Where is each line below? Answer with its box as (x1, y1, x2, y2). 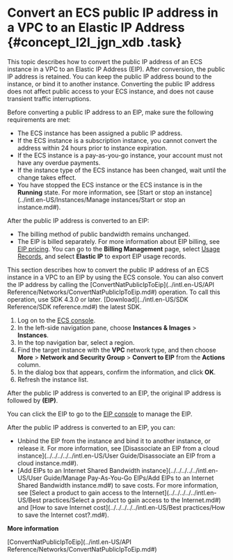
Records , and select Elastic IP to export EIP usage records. (17, 252, 186, 260)
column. (17, 360, 41, 368)
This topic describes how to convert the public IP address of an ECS (7, 57, 203, 65)
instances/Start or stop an (111, 195, 186, 203)
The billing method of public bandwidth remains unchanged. (17, 230, 191, 238)
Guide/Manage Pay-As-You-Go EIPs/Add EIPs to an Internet (43, 474, 214, 482)
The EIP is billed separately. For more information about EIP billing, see (17, 237, 220, 245)
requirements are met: (7, 115, 71, 123)
